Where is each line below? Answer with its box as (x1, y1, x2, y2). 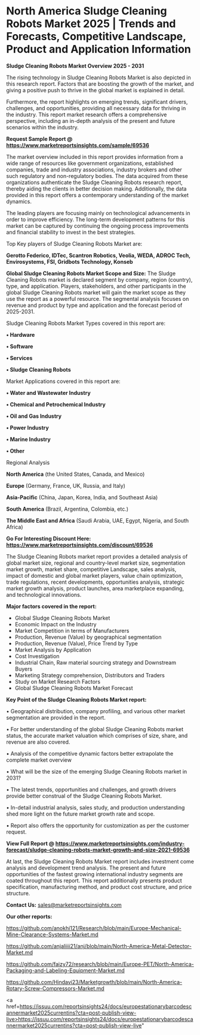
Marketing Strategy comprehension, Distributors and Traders (14, 671, 165, 678)
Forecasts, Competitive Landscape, (6, 30, 186, 43)
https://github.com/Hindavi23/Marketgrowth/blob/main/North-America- (6, 978, 183, 985)
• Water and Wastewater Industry (6, 389, 91, 396)
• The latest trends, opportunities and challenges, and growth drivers (6, 786, 176, 793)
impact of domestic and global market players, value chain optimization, (6, 572, 183, 579)
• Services (6, 354, 33, 361)
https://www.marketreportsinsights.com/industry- (55, 840, 185, 847)
